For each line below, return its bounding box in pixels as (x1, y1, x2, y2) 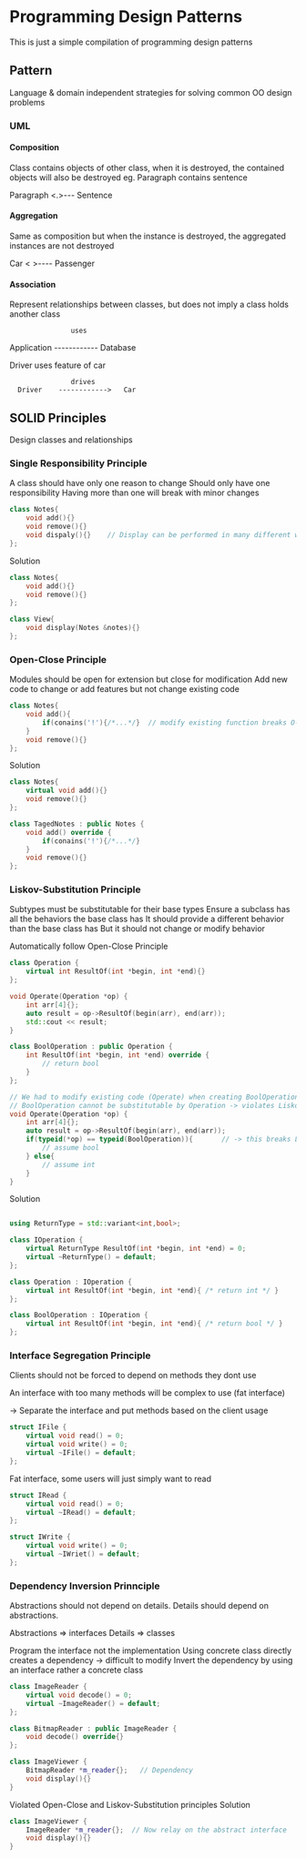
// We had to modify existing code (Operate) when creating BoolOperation (9, 1092, 300, 1102)
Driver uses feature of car (9, 360, 107, 371)
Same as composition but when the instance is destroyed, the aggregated (9, 230, 287, 242)
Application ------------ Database (9, 342, 137, 353)
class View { (9, 615, 55, 625)
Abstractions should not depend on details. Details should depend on (9, 1600, 269, 1611)
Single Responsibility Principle (9, 457, 148, 470)
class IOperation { (9, 1235, 84, 1244)
